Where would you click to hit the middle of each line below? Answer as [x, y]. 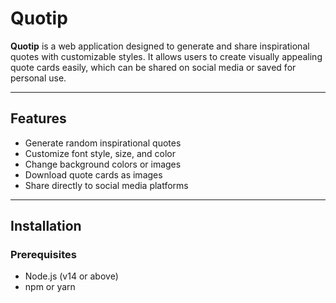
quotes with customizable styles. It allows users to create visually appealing [166, 56]
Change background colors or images [103, 164]
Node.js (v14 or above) [71, 276]
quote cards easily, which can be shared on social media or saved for [153, 67]
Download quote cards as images [93, 174]
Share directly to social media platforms [106, 185]
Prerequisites [43, 255]
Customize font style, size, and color [100, 153]
